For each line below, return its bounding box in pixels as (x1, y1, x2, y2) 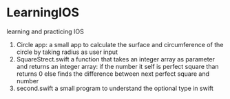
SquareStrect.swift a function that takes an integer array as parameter (16, 55, 215, 63)
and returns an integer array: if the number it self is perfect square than (16, 62, 219, 70)
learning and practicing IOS (6, 27, 84, 36)
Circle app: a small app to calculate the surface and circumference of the (16, 40, 224, 48)
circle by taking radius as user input (16, 48, 118, 56)
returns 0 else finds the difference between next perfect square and (16, 70, 209, 78)
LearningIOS (6, 5, 80, 20)
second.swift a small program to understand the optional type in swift (16, 84, 214, 92)
